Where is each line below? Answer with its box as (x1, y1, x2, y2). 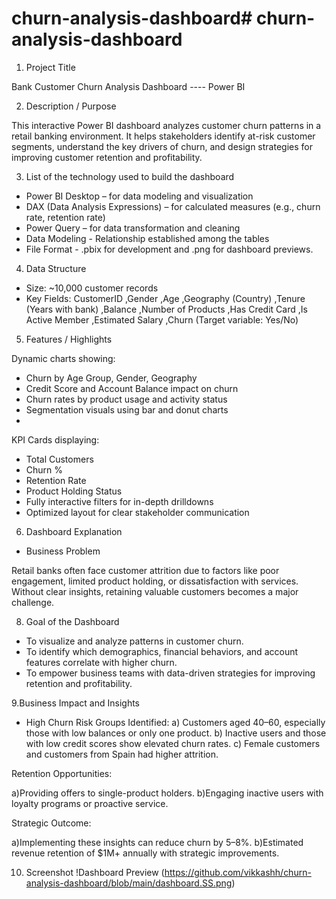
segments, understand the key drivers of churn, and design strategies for (11, 140, 313, 152)
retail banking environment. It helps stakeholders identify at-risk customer (11, 130, 316, 142)
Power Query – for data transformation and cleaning (25, 222, 241, 234)
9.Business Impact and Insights (11, 697, 140, 709)
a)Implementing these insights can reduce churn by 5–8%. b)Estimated (11, 836, 304, 848)
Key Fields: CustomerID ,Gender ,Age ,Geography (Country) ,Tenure (25, 292, 306, 304)
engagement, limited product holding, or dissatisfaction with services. (11, 575, 299, 587)
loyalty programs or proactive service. (11, 797, 169, 809)
